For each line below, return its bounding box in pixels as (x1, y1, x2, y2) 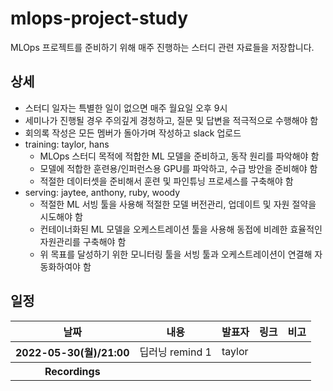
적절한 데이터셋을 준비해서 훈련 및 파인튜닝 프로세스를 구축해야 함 (39, 175, 294, 187)
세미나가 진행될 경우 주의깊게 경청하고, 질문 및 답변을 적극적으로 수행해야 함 (24, 114, 319, 126)
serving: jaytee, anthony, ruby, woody (24, 186, 181, 198)
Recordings (44, 364, 101, 378)
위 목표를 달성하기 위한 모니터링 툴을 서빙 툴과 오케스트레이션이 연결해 (39, 248, 313, 260)
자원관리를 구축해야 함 (39, 235, 127, 247)
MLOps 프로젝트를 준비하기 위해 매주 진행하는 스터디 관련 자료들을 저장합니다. (10, 41, 315, 53)
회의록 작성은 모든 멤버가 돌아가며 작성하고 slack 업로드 (24, 127, 242, 139)
